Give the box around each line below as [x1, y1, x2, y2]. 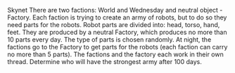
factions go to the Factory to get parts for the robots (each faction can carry [7, 43, 228, 51]
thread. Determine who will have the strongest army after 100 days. [7, 58, 202, 65]
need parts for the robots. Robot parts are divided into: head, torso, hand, [7, 21, 220, 29]
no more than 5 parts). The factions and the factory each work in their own [7, 50, 224, 58]
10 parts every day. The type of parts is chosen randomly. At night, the [7, 35, 212, 44]
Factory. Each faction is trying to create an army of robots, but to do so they [7, 13, 227, 22]
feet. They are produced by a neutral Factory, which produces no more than [7, 28, 227, 36]
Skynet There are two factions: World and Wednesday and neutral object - [7, 6, 223, 14]
